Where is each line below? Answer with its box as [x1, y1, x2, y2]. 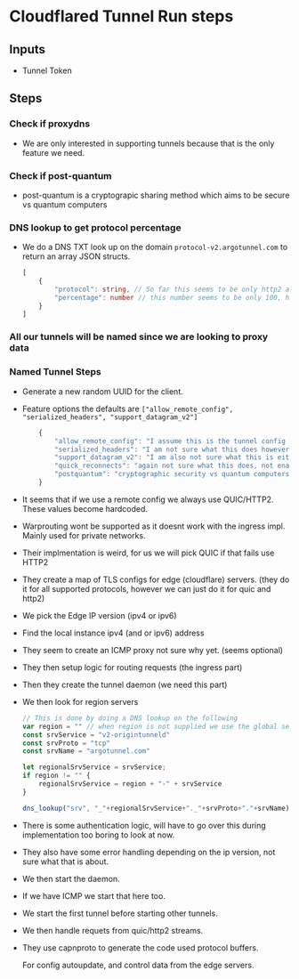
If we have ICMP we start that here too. [21, 890, 166, 901]
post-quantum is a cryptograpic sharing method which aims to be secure [21, 190, 290, 200]
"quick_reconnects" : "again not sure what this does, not [54, 461, 274, 471]
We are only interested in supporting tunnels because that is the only [21, 138, 275, 149]
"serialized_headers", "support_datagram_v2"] [21, 412, 198, 422]
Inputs [9, 42, 46, 57]
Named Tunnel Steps [9, 366, 101, 378]
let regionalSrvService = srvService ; [21, 763, 166, 772]
